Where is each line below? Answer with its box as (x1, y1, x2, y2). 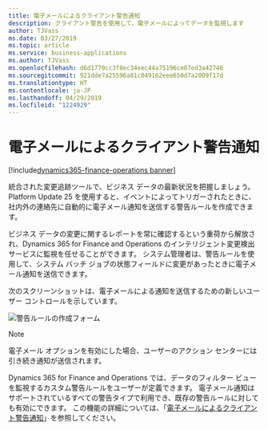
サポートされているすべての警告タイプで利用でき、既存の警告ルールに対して (8, 393, 259, 403)
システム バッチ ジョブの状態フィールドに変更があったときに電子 (35, 259, 250, 269)
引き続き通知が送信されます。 (8, 356, 106, 366)
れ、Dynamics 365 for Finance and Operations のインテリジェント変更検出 (8, 239, 255, 249)
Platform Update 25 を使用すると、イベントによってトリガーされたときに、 (8, 192, 256, 201)
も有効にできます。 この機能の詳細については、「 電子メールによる (8, 403, 223, 413)
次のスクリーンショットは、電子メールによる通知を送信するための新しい (8, 286, 246, 296)
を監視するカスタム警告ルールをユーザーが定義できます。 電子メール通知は (8, 383, 255, 393)
